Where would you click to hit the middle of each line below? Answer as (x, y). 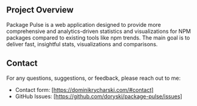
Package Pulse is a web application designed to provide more (84, 24)
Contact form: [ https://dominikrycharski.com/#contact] (84, 90)
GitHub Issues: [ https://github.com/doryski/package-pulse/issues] (99, 96)
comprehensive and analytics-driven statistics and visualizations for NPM (99, 31)
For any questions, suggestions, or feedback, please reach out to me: (94, 78)
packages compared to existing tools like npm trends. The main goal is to (98, 37)
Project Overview (40, 10)
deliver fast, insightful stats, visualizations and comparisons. (82, 44)
